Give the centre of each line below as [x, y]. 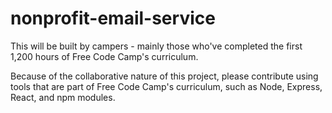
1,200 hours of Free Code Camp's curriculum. [104, 56]
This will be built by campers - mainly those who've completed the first [156, 46]
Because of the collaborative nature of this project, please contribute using [164, 76]
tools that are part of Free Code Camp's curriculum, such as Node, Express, [166, 86]
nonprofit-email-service [113, 18]
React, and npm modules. [63, 97]
